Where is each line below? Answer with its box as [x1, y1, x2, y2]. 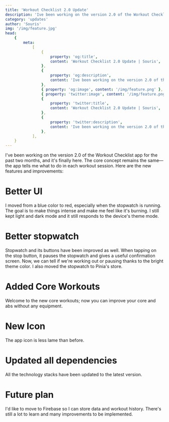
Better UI [5, 186, 43, 197]
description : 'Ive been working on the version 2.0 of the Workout [5, 12, 150, 17]
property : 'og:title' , [50, 54, 98, 59]
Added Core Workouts [5, 281, 101, 292]
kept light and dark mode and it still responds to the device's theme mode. [5, 213, 159, 219]
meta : [23, 40, 35, 45]
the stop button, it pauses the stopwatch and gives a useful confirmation [5, 252, 155, 259]
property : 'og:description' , [50, 73, 112, 78]
